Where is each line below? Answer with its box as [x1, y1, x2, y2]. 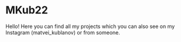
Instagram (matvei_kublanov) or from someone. [5, 29, 121, 36]
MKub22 [5, 3, 48, 17]
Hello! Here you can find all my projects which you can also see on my [5, 23, 175, 30]
